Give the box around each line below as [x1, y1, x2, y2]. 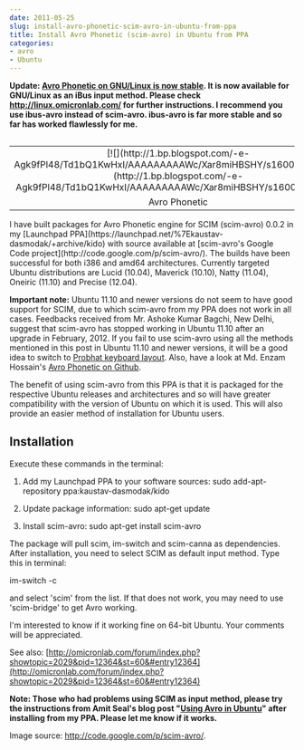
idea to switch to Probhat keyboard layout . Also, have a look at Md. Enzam [9, 352, 286, 362]
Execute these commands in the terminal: [9, 458, 165, 469]
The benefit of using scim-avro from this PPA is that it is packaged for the [9, 380, 283, 389]
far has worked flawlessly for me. [9, 119, 138, 130]
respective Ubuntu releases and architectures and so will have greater [9, 389, 271, 399]
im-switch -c [9, 574, 57, 585]
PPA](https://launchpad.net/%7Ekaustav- [69, 228, 223, 239]
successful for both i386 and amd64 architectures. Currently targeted [9, 257, 270, 268]
